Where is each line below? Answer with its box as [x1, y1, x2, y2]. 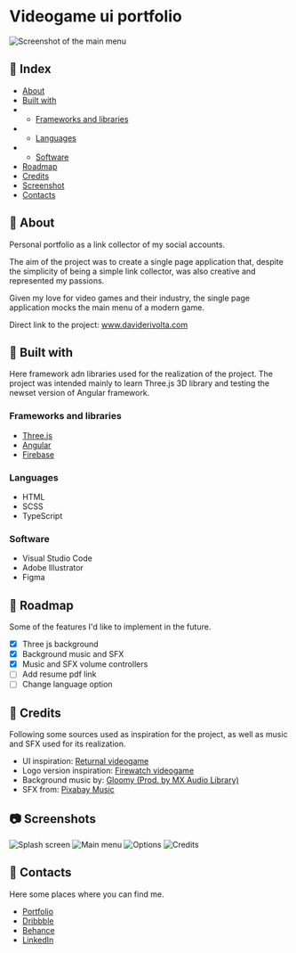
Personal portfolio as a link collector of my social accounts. [9, 239, 225, 250]
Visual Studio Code [21, 553, 93, 563]
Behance [21, 924, 55, 935]
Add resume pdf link [21, 669, 97, 679]
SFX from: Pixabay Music [21, 785, 116, 795]
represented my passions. [9, 275, 105, 286]
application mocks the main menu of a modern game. [9, 301, 204, 313]
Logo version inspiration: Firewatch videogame [21, 765, 195, 776]
